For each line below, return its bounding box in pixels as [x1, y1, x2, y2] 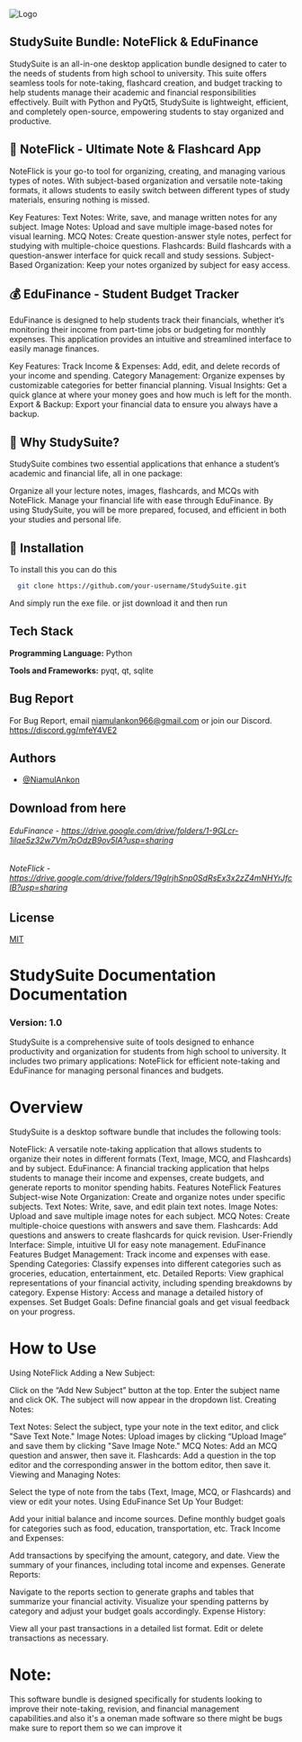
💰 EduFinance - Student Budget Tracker [9, 287, 240, 302]
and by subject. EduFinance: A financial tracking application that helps [9, 1163, 270, 1174]
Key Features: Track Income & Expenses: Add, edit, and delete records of [9, 360, 280, 372]
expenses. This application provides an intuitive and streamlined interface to [9, 333, 292, 345]
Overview [9, 1097, 84, 1117]
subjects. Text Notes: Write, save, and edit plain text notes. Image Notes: [9, 1201, 279, 1213]
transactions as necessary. [9, 1632, 110, 1644]
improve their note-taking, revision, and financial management [9, 1703, 240, 1714]
